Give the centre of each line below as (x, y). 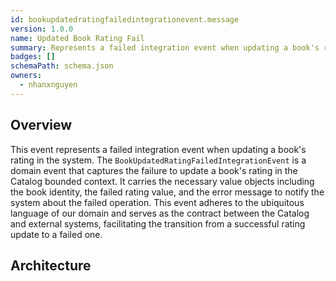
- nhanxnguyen (48, 85)
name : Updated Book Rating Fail (77, 38)
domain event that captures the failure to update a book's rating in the (154, 170)
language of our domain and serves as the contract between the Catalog (160, 213)
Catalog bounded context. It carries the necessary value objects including (162, 181)
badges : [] (33, 57)
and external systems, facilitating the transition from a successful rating (158, 223)
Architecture (51, 265)
